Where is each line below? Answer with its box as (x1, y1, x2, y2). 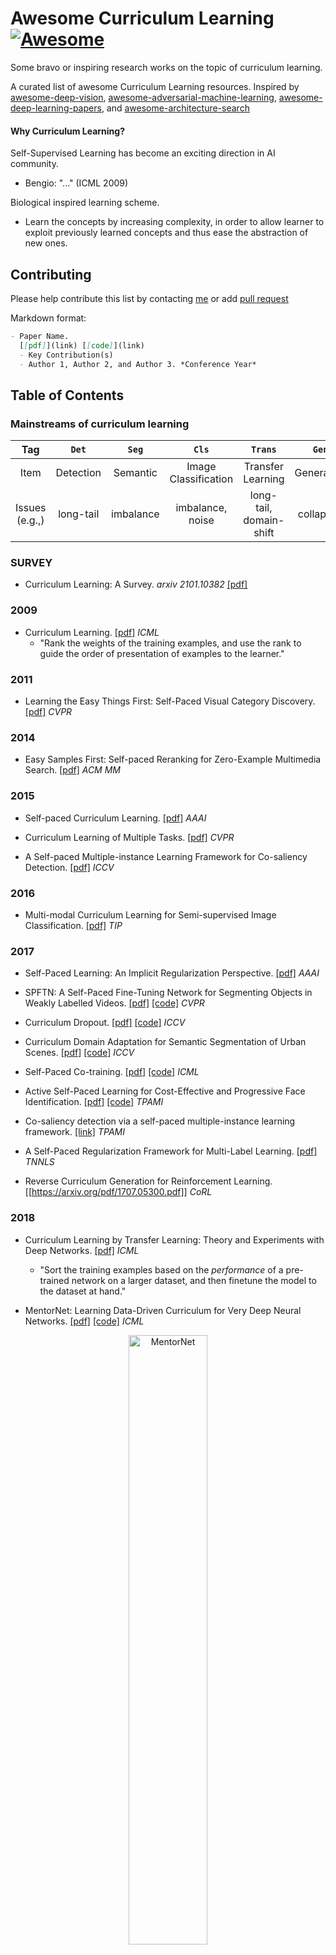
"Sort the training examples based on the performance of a (39, 1263, 284, 1276)
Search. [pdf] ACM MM (24, 764, 121, 776)
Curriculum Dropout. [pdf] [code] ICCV (24, 1017, 186, 1029)
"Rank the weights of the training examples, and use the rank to (39, 637, 302, 649)
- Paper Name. (10, 331, 70, 341)
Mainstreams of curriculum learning (10, 417, 190, 431)
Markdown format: (10, 312, 87, 324)
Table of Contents (10, 387, 125, 404)
